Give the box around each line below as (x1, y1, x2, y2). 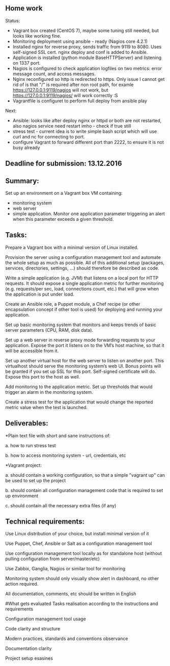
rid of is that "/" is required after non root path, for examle (12, 81, 134, 88)
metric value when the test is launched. (5, 404, 88, 410)
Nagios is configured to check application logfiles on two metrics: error (12, 65, 162, 71)
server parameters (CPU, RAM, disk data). (5, 327, 93, 333)
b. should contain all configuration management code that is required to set (5, 487, 163, 493)
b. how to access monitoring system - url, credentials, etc (5, 452, 126, 458)
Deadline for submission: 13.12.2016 (5, 159, 122, 168)
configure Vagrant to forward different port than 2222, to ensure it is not (12, 139, 164, 145)
